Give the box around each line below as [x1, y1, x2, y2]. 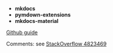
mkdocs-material [14, 18, 59, 24]
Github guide [6, 29, 38, 36]
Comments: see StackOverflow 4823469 [6, 41, 107, 47]
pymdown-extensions [14, 11, 71, 18]
